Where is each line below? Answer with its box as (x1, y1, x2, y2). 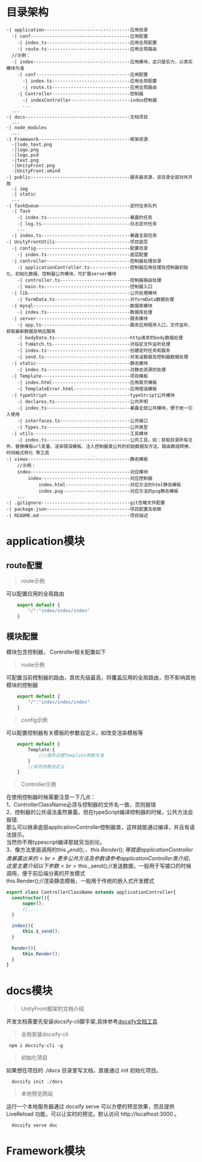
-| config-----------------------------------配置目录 (11, 245, 148, 251)
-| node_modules (6, 124, 47, 131)
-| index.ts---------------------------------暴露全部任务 (11, 232, 158, 238)
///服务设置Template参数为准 (38, 752, 104, 758)
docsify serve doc (11, 1122, 58, 1128)
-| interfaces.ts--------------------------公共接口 (17, 417, 148, 424)
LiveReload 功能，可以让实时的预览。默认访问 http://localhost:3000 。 (6, 1110, 180, 1117)
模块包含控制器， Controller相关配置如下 (6, 648, 106, 656)
